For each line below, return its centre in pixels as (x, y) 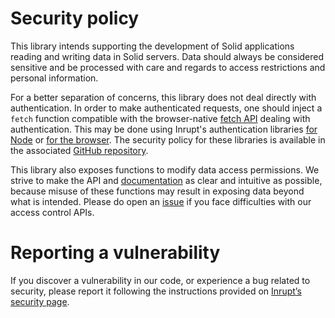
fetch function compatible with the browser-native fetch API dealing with (160, 118)
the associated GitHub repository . (79, 150)
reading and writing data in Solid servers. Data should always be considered (167, 56)
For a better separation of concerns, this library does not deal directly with (163, 97)
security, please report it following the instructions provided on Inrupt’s (156, 291)
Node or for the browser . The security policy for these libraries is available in (168, 139)
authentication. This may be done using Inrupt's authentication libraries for (164, 129)
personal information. (54, 78)
